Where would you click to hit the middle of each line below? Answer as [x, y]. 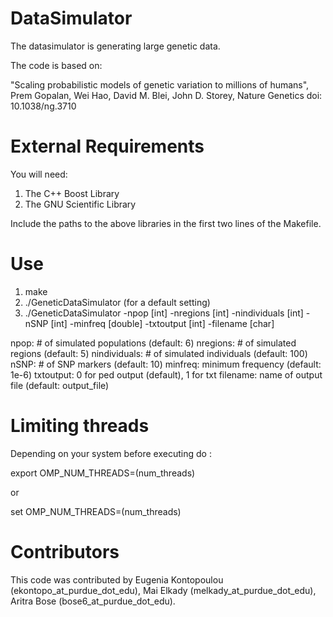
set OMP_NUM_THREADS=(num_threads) [96, 511]
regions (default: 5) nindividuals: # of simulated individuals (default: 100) [159, 353]
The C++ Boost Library [72, 193]
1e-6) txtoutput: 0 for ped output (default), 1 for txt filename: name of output [166, 374]
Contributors [65, 551]
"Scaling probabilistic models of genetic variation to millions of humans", [160, 84]
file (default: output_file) [60, 385]
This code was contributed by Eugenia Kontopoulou [117, 579]
